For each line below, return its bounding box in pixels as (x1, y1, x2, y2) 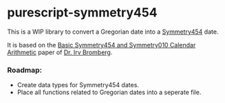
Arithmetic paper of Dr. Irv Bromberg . (7, 48, 113, 56)
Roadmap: (7, 65, 43, 75)
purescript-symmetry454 (7, 5, 158, 21)
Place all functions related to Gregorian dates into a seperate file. (17, 88, 202, 97)
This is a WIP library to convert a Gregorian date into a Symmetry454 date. (7, 27, 219, 36)
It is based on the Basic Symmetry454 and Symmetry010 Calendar (7, 41, 196, 49)
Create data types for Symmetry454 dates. (17, 81, 140, 89)
